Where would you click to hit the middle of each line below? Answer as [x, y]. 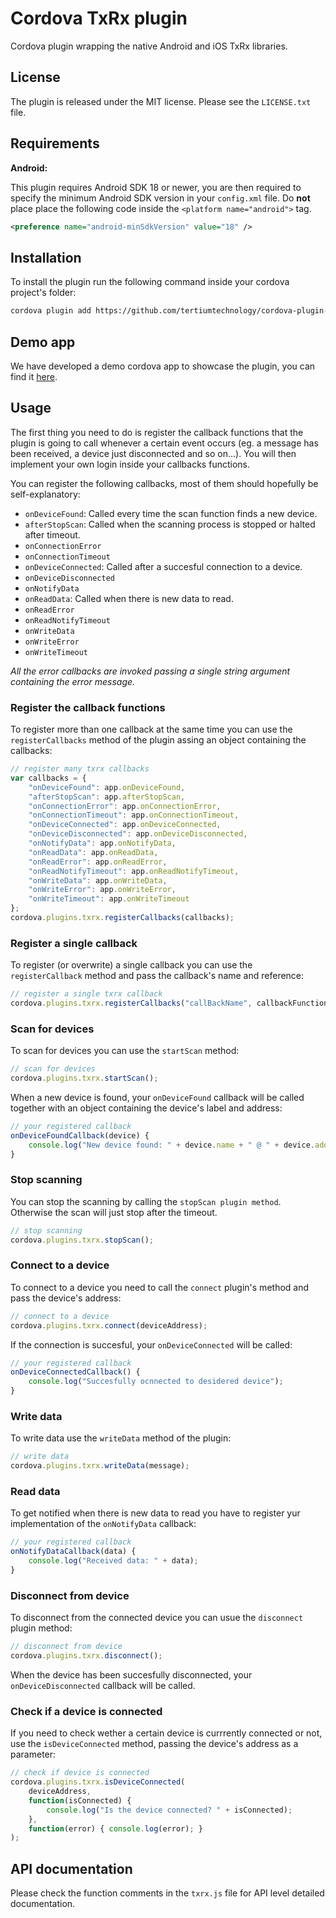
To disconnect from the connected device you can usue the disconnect [157, 1618]
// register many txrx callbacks [80, 769]
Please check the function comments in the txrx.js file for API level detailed [167, 1893]
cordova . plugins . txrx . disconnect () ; [86, 1656]
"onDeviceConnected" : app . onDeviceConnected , [125, 825]
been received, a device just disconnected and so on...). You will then [153, 453]
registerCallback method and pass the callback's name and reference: [157, 976]
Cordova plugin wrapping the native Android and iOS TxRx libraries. [149, 46]
